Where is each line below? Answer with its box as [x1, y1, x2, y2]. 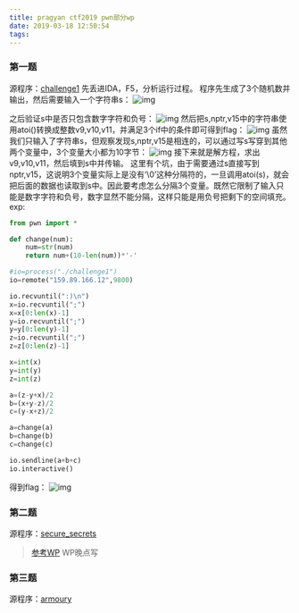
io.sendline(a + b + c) [9, 456, 82, 465]
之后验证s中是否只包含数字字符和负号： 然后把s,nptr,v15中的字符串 [9, 113, 279, 123]
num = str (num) [25, 243, 74, 252]
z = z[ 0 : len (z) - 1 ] [9, 341, 70, 351]
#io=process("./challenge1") [9, 267, 118, 277]
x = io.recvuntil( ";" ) [9, 300, 87, 309]
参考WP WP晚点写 [30, 547, 99, 558]
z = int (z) [9, 374, 42, 383]
